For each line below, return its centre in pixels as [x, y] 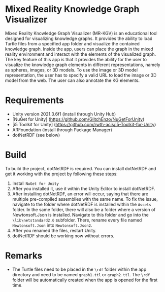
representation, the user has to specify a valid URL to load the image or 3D [81, 75]
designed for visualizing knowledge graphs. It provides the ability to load [79, 38]
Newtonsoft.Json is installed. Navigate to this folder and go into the [80, 215]
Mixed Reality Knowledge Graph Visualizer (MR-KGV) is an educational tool [81, 33]
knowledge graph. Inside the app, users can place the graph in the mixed [79, 49]
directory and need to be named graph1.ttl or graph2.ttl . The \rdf [81, 274]
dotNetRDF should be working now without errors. [63, 236]
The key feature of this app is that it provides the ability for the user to [76, 59]
